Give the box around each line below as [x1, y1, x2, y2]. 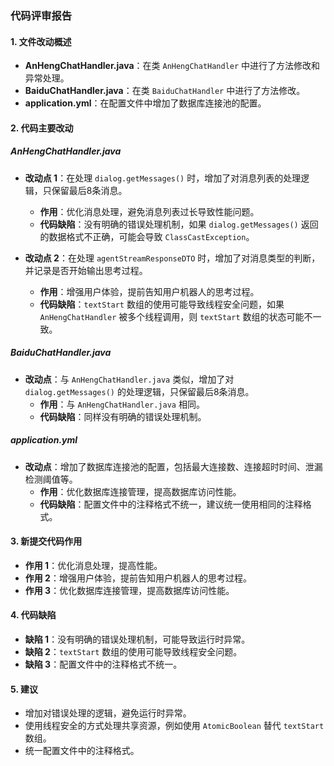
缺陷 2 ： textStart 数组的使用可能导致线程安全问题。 [24, 646, 243, 658]
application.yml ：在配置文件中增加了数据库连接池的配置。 [24, 97, 267, 109]
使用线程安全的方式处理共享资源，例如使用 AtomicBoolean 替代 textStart [24, 720, 325, 732]
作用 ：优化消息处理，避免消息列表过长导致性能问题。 [39, 205, 260, 217]
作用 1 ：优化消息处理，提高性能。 [24, 559, 163, 571]
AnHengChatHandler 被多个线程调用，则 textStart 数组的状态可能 [39, 310, 305, 322]
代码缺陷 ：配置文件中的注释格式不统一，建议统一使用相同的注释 [39, 498, 303, 510]
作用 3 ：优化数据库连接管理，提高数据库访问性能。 [24, 584, 235, 596]
